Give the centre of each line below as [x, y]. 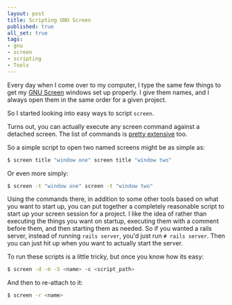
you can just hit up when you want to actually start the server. [95, 243]
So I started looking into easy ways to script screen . [81, 113]
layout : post [26, 14]
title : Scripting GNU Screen [49, 20]
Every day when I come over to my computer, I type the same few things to [114, 85]
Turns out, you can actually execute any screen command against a [104, 126]
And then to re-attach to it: [45, 283]
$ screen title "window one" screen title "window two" [89, 160]
